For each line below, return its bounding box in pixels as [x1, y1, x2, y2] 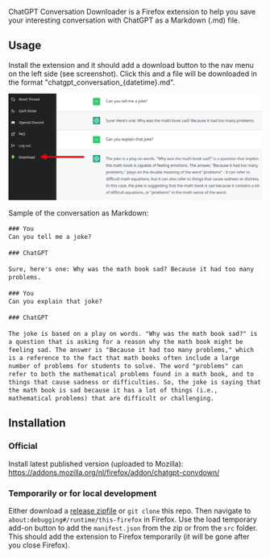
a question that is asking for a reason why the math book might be [8, 338, 243, 346]
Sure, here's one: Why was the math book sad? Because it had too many [8, 265, 254, 273]
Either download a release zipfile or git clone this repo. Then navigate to [8, 506, 251, 515]
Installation [8, 416, 66, 430]
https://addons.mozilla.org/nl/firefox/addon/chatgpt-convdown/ [8, 468, 220, 477]
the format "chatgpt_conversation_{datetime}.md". [8, 77, 176, 87]
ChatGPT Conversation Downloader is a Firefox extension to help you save [8, 7, 256, 16]
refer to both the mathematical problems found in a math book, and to [8, 370, 254, 378]
